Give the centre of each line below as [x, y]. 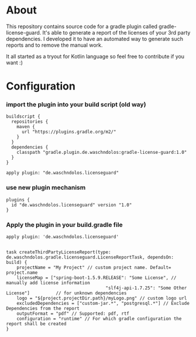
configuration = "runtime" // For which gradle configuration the [99, 319]
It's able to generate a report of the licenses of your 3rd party [116, 32]
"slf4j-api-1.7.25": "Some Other [146, 288]
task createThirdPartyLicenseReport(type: [59, 252]
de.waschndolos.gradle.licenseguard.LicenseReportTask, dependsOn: [90, 257]
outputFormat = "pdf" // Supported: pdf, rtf [73, 314]
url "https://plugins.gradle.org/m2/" [69, 132]
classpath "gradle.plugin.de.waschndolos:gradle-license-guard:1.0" [102, 153]
